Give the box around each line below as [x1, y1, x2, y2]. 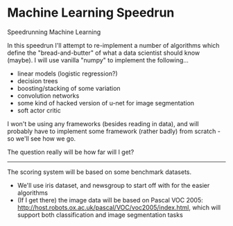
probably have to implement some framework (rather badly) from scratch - [7, 127, 221, 135]
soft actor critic [17, 106, 61, 114]
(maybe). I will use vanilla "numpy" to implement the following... [7, 55, 189, 64]
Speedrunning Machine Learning [7, 28, 101, 36]
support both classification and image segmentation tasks [17, 210, 184, 219]
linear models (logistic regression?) [17, 69, 118, 78]
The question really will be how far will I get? [7, 148, 135, 156]
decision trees [17, 76, 58, 85]
